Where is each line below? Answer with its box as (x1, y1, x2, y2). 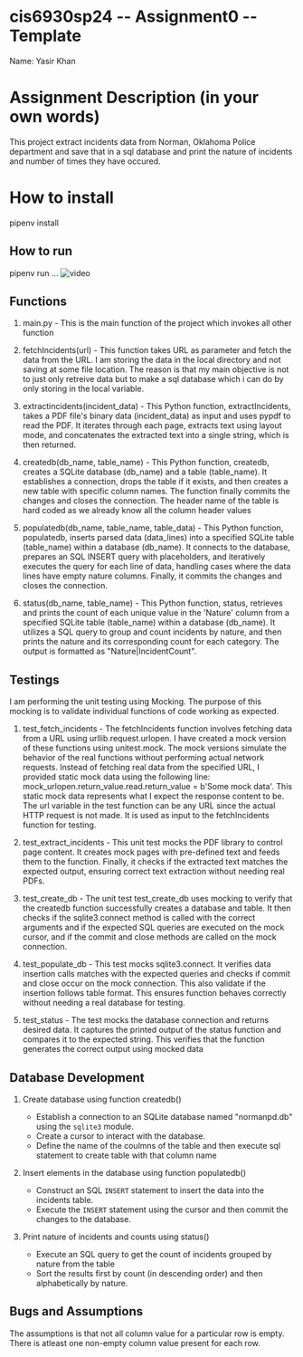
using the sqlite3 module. (35, 1121, 134, 1132)
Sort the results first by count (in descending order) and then (35, 1268, 263, 1279)
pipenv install (9, 217, 59, 228)
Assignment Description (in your (9, 88, 260, 108)
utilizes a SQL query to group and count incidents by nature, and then (22, 626, 282, 637)
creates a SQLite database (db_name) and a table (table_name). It (22, 466, 268, 477)
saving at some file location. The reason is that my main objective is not (22, 364, 289, 375)
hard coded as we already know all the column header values (22, 505, 251, 516)
